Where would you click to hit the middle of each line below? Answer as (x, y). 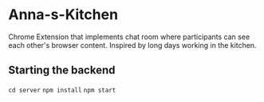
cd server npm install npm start (62, 90)
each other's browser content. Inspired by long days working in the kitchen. (132, 45)
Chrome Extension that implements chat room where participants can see (129, 37)
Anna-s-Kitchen (63, 15)
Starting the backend (62, 71)
